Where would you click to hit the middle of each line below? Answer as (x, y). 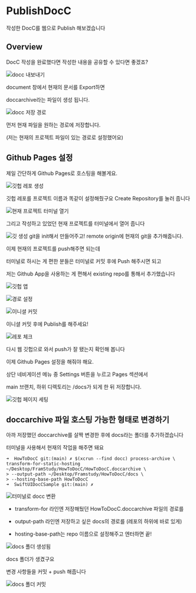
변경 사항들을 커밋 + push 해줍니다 (46, 572)
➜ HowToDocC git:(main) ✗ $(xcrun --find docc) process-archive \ (91, 459)
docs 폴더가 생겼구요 (30, 559)
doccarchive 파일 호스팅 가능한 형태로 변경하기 (88, 419)
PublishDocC (39, 11)
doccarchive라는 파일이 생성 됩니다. (48, 99)
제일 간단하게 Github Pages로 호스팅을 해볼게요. (62, 173)
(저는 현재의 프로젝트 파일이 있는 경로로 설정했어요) (65, 137)
